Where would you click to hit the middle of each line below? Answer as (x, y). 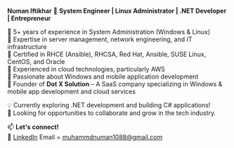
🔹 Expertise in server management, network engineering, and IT (100, 39)
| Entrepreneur (29, 18)
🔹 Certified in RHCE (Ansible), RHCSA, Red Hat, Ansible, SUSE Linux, (107, 54)
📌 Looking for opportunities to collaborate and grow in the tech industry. (112, 113)
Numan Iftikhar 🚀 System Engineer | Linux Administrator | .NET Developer (117, 11)
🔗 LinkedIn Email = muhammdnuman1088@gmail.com (85, 137)
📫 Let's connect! (33, 127)
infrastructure (27, 47)
